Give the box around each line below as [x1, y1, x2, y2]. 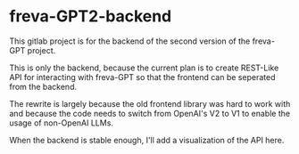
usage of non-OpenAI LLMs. [9, 118, 114, 128]
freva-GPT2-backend [9, 6, 172, 27]
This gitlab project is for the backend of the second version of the [9, 36, 251, 46]
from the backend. [9, 81, 78, 92]
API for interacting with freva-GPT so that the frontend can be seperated [9, 71, 276, 82]
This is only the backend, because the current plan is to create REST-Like [9, 62, 279, 73]
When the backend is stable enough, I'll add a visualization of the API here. [9, 134, 285, 145]
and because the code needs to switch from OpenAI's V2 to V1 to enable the [9, 108, 291, 118]
